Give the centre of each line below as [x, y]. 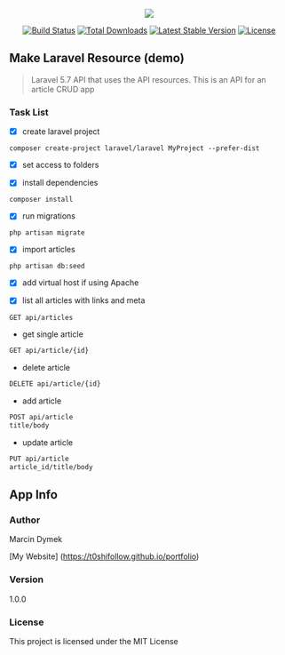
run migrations [48, 216]
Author [25, 520]
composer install [41, 200]
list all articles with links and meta [83, 300]
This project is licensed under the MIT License [94, 641]
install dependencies [60, 183]
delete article [46, 368]
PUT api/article [39, 459]
